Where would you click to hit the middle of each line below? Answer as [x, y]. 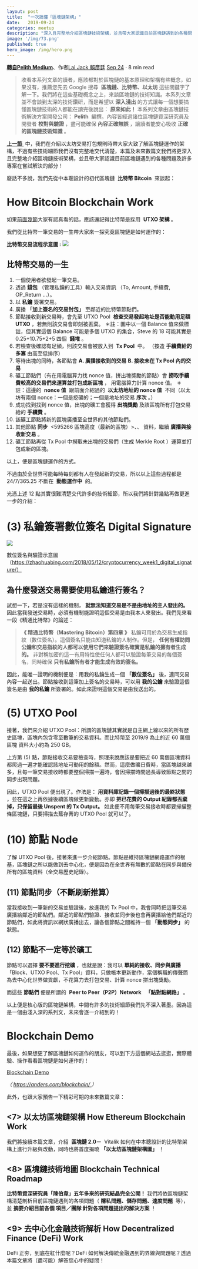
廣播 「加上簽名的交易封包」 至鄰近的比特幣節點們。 [78, 309]
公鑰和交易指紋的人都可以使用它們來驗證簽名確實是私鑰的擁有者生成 [103, 647]
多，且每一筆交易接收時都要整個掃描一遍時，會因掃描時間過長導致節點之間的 [99, 772]
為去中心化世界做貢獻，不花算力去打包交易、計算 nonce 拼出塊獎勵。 [90, 979]
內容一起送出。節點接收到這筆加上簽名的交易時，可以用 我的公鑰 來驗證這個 [98, 681]
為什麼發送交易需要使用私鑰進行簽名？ [76, 590]
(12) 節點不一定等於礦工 [50, 950]
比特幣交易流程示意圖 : [34, 244]
